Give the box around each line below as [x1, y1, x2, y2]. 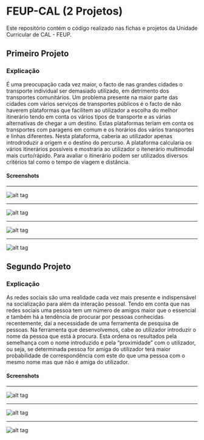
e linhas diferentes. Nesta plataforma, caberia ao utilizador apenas [6, 132, 173, 139]
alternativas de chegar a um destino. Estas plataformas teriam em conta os [6, 119, 194, 127]
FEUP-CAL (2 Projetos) [6, 4, 123, 18]
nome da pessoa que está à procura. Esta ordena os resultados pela [6, 332, 177, 340]
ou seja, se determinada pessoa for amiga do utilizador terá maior [6, 345, 171, 352]
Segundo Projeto [6, 262, 71, 272]
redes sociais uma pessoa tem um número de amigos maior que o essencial [6, 306, 196, 314]
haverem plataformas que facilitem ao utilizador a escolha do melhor [6, 107, 178, 114]
